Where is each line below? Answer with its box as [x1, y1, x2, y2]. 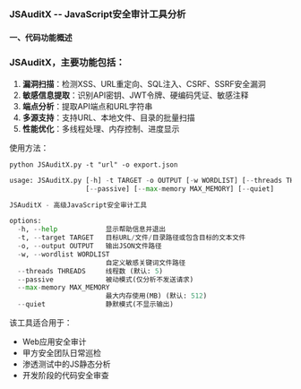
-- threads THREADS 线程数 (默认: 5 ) [17, 266, 164, 275]
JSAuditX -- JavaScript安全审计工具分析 [9, 7, 186, 20]
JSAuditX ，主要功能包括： [9, 56, 125, 69]
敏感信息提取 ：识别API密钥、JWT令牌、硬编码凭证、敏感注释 [21, 90, 249, 100]
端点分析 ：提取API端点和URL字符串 [21, 100, 153, 111]
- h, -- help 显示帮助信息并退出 [17, 225, 166, 234]
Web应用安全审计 [21, 336, 87, 347]
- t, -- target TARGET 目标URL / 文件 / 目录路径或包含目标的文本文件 [17, 233, 246, 243]
